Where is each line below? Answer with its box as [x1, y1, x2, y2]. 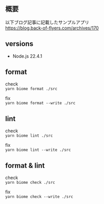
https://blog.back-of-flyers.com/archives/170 [5, 25, 99, 31]
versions [5, 39, 34, 48]
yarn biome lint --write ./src [5, 147, 71, 153]
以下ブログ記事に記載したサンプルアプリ [5, 19, 89, 25]
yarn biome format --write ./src [5, 101, 76, 106]
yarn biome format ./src [5, 87, 58, 92]
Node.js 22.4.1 [12, 53, 42, 59]
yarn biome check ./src [5, 180, 56, 185]
